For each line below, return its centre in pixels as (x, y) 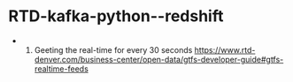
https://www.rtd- (225, 49)
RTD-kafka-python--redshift (116, 16)
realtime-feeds (62, 69)
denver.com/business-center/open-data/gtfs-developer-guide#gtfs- (159, 59)
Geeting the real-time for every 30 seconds (113, 49)
